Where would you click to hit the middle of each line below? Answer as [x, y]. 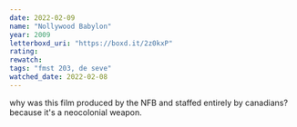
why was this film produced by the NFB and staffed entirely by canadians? [149, 103]
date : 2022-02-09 [42, 18]
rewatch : [26, 60]
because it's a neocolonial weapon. [76, 112]
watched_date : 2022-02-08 [58, 77]
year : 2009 [30, 34]
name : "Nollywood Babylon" [61, 26]
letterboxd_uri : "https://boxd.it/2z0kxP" [91, 43]
